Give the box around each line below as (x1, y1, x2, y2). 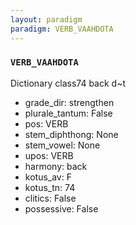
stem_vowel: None (24, 139, 101, 151)
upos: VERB (24, 149, 74, 161)
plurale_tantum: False (24, 107, 113, 119)
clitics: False (24, 192, 77, 204)
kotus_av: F (24, 171, 72, 183)
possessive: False (24, 202, 99, 215)
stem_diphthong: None (24, 128, 119, 140)
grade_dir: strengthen (24, 96, 115, 108)
